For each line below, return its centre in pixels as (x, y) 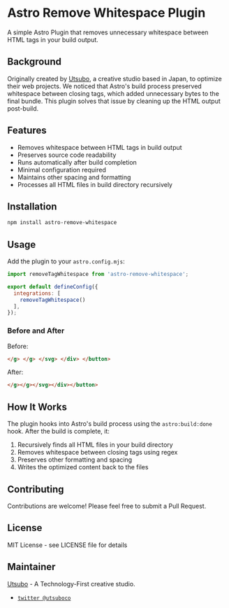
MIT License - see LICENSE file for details (67, 545)
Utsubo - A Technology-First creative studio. (71, 583)
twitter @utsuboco (44, 598)
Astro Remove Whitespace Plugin (106, 13)
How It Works (37, 407)
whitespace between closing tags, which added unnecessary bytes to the (113, 93)
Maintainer (31, 567)
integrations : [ (37, 293)
